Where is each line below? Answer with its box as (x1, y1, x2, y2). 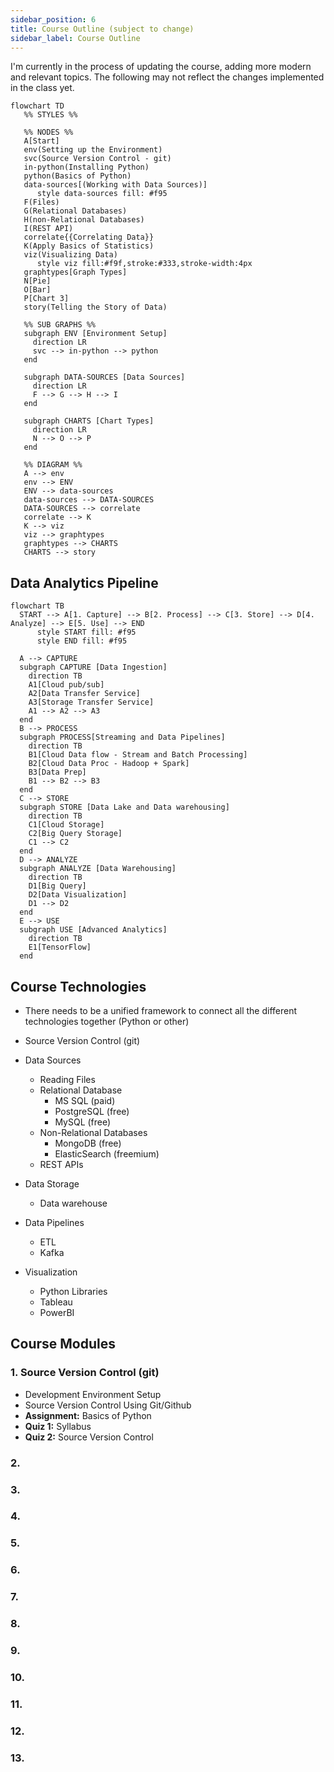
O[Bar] (23, 285, 52, 295)
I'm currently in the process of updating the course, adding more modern (10, 61, 312, 73)
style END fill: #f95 (36, 636, 128, 646)
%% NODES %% (23, 127, 74, 138)
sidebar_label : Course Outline (10, 33, 141, 43)
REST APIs (39, 1159, 84, 1170)
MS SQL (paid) (54, 1095, 116, 1106)
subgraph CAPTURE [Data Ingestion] (19, 662, 168, 673)
